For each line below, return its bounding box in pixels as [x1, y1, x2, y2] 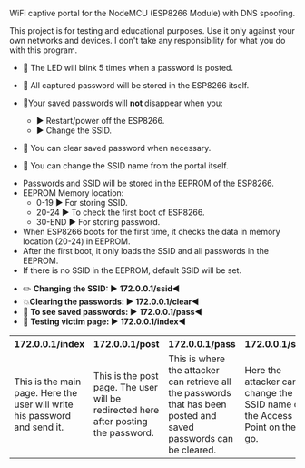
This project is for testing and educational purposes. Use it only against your [9, 25, 295, 36]
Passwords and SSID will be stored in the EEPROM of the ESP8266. [22, 178, 275, 188]
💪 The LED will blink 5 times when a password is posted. [22, 63, 234, 73]
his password [14, 410, 71, 422]
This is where [167, 352, 225, 365]
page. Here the [14, 387, 78, 399]
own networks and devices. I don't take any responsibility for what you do [9, 36, 286, 46]
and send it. [14, 421, 64, 433]
